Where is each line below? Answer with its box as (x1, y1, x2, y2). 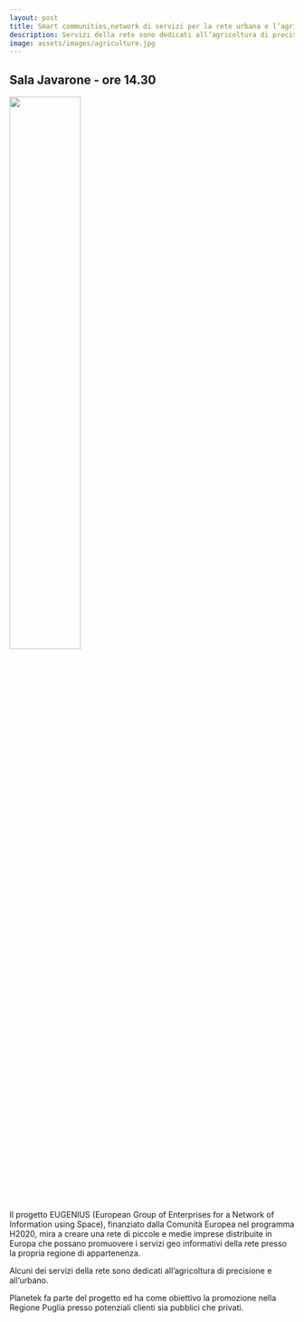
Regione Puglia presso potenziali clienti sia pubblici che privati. (9, 1302, 244, 1313)
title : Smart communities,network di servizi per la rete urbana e (9, 22, 270, 31)
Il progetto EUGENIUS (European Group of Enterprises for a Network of (9, 1210, 274, 1220)
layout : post (9, 13, 59, 23)
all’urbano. (9, 1275, 49, 1286)
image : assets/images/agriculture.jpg (9, 38, 156, 48)
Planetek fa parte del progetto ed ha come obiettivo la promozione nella (9, 1293, 277, 1304)
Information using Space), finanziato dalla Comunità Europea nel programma (9, 1219, 295, 1230)
